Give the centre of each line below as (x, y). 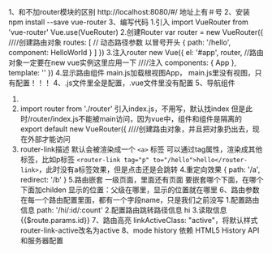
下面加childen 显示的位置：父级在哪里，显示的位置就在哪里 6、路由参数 (140, 190)
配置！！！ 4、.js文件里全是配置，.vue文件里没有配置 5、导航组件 (125, 83)
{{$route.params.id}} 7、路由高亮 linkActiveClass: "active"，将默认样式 (139, 220)
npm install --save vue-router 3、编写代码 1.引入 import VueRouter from (129, 22)
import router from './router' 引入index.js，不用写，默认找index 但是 (133, 109)
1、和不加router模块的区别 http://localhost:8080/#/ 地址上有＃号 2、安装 (129, 12)
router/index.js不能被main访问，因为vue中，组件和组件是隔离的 (136, 119)
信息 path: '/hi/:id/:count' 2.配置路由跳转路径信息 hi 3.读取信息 (123, 210)
